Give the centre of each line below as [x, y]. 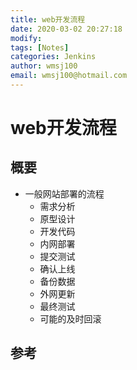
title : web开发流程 [48, 19]
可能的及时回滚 [70, 318]
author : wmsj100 [44, 66]
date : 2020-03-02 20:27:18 [66, 29]
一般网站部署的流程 [64, 193]
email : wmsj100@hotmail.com [69, 76]
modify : [26, 38]
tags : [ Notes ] [40, 47]
